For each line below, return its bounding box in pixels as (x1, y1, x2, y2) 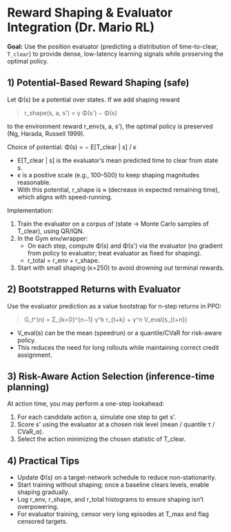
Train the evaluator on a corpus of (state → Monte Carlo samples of (17, 219, 209, 228)
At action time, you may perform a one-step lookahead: (7, 400, 165, 408)
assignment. (17, 351, 52, 359)
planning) (7, 381, 50, 393)
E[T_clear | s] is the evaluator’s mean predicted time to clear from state (17, 156, 219, 164)
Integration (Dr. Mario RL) (7, 19, 155, 35)
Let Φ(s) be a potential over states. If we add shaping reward (7, 95, 181, 104)
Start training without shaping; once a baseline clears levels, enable (17, 481, 210, 489)
